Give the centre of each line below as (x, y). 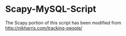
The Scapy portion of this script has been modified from (63, 23)
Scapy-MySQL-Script (51, 9)
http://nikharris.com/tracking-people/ (44, 28)
